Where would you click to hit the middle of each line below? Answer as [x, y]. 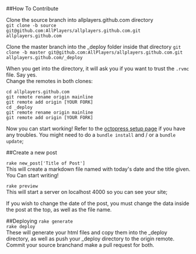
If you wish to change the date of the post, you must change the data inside [98, 203]
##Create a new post [32, 152]
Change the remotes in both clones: [49, 81]
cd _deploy [19, 107]
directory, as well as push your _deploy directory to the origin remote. [90, 239]
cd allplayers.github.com [38, 92]
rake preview [22, 186]
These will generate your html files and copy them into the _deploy [87, 232]
